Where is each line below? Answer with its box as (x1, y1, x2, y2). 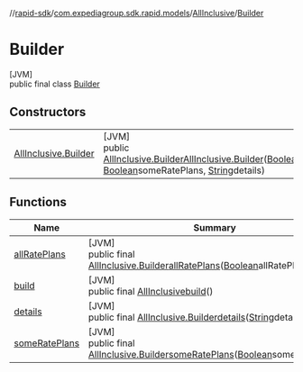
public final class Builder (9, 78, 101, 89)
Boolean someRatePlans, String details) (103, 164, 266, 177)
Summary (193, 221, 236, 233)
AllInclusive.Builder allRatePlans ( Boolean (87, 259, 259, 271)
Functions (9, 195, 68, 210)
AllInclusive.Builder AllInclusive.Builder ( (103, 152, 268, 165)
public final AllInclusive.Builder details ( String (87, 311, 275, 323)
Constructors (9, 104, 87, 120)
